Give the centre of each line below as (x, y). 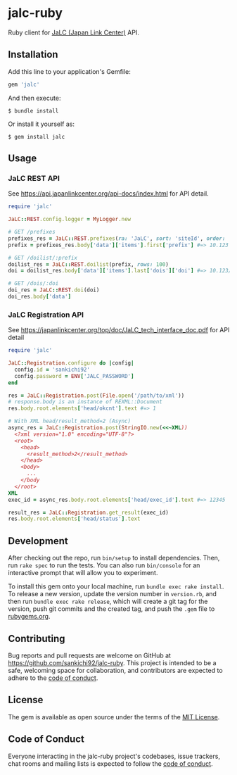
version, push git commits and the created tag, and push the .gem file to (111, 609)
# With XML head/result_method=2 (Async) (70, 421)
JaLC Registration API (46, 315)
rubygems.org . (29, 617)
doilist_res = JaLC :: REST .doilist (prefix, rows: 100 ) (89, 264)
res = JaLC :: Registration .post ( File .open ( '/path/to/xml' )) (96, 396)
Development (38, 541)
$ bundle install (33, 111)
